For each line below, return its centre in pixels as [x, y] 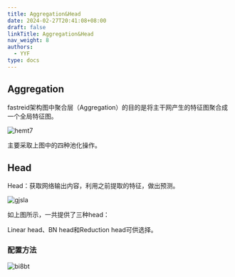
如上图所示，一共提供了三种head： [59, 215]
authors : [20, 47]
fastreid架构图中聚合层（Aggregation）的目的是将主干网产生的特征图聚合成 [118, 107]
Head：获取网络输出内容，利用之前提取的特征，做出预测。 [93, 186]
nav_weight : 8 [28, 41]
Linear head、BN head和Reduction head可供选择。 [83, 230]
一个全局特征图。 [32, 116]
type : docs [23, 61]
